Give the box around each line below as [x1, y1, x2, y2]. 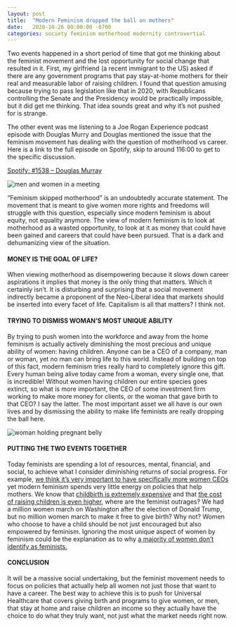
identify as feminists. [7, 542, 68, 550]
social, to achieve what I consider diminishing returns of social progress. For [7, 467, 228, 476]
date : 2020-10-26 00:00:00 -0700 [7, 23, 112, 30]
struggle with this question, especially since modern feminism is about [7, 209, 211, 217]
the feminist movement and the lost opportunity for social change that [7, 57, 209, 66]
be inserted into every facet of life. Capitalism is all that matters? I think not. [7, 300, 226, 309]
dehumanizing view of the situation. [7, 239, 111, 247]
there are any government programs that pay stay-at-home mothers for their [7, 72, 228, 80]
